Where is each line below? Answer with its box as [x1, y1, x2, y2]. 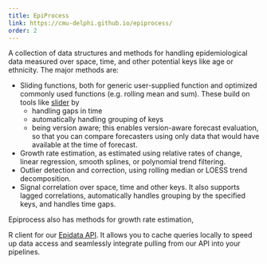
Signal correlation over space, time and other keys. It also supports [19, 183, 241, 192]
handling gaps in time [31, 106, 103, 116]
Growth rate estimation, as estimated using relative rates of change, [19, 148, 243, 158]
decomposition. [19, 174, 72, 183]
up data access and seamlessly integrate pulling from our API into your [8, 238, 241, 248]
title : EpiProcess [8, 11, 69, 20]
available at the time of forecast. [31, 140, 138, 150]
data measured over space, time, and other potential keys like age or [8, 57, 234, 66]
